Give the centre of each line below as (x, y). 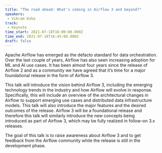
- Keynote (17, 28)
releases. (14, 126)
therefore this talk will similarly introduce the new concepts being (70, 115)
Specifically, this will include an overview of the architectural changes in (77, 95)
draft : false (18, 41)
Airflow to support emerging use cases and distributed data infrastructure (79, 100)
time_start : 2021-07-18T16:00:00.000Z (44, 32)
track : (12, 23)
